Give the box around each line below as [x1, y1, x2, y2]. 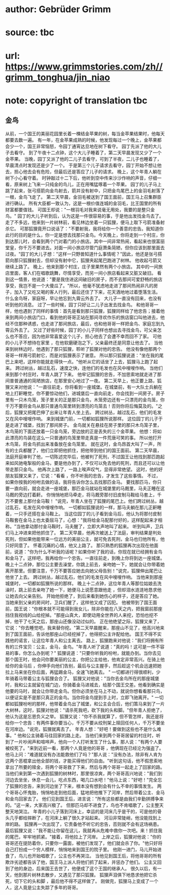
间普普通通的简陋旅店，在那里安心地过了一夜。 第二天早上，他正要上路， [5, 378, 157, 384]
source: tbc [5, 27, 55, 39]
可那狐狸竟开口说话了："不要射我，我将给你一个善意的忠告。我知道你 [19, 226, 164, 232]
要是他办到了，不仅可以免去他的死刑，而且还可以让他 [54, 460, 165, 466]
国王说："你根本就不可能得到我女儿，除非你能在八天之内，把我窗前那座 [14, 606, 163, 612]
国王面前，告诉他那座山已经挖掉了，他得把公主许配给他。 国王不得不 [14, 631, 157, 637]
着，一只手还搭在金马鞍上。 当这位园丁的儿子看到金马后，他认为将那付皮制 [5, 510, 162, 516]
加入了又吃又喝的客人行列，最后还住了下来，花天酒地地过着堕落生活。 [14, 289, 160, 295]
